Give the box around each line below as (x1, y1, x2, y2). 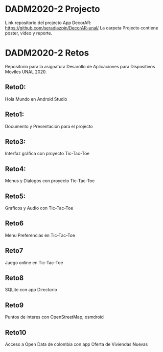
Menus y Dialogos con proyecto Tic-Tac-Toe (5, 178, 95, 184)
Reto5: (5, 192, 26, 200)
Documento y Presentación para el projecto (5, 123, 93, 129)
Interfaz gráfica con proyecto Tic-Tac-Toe (5, 151, 90, 157)
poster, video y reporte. (5, 30, 52, 36)
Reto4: (5, 164, 26, 173)
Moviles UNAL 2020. (5, 69, 47, 75)
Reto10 (5, 328, 26, 337)
